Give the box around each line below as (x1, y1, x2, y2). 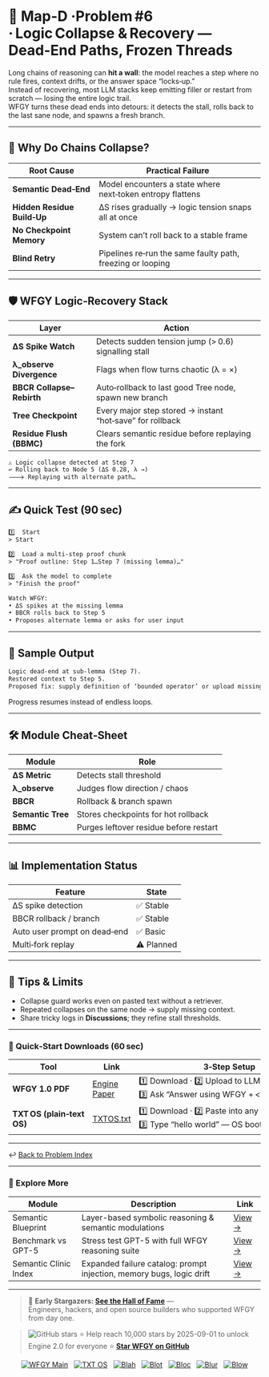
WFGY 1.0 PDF (12, 1084, 70, 1095)
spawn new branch (95, 392, 168, 403)
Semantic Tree (12, 809, 70, 820)
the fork (95, 438, 126, 449)
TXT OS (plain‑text (12, 1108, 85, 1120)
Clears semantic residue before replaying (95, 428, 251, 439)
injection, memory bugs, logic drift (81, 1268, 211, 1279)
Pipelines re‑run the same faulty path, (98, 248, 240, 259)
